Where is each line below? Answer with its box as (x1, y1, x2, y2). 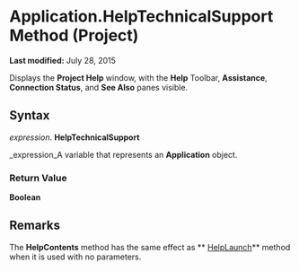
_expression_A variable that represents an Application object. (9, 149, 238, 160)
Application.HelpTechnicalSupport (9, 6, 274, 27)
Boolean (9, 192, 41, 203)
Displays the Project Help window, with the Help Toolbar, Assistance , (9, 72, 268, 83)
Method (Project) (9, 25, 139, 46)
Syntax (9, 108, 50, 123)
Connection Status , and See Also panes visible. (9, 82, 189, 92)
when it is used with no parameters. (9, 251, 142, 262)
